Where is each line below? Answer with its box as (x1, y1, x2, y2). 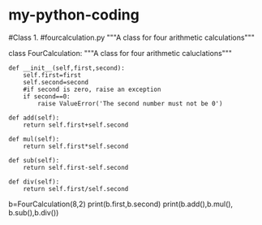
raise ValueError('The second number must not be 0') (37, 99, 223, 107)
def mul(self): (8, 135, 60, 143)
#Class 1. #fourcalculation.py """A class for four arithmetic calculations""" (8, 32, 256, 42)
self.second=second (23, 78, 89, 86)
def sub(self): (8, 156, 60, 164)
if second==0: (23, 92, 71, 101)
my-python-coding (8, 6, 140, 24)
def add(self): (8, 114, 60, 122)
